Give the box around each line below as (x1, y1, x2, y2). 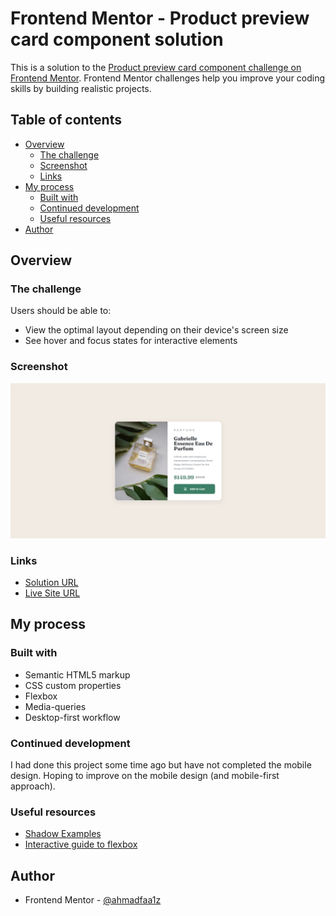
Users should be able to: (10, 305, 112, 317)
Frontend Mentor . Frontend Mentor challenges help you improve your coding (10, 72, 326, 84)
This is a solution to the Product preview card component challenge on (10, 61, 302, 73)
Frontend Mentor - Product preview (10, 7, 310, 30)
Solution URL (24, 577, 79, 589)
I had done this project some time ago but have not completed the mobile (10, 759, 312, 771)
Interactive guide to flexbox (24, 838, 138, 851)
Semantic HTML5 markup (24, 668, 131, 681)
